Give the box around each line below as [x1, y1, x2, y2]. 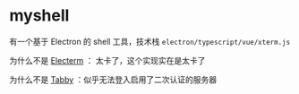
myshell [9, 5, 70, 26]
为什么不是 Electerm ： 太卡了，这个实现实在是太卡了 [9, 55, 206, 65]
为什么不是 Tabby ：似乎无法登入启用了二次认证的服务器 [9, 73, 218, 85]
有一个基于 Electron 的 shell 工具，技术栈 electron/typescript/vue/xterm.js [9, 36, 291, 47]
